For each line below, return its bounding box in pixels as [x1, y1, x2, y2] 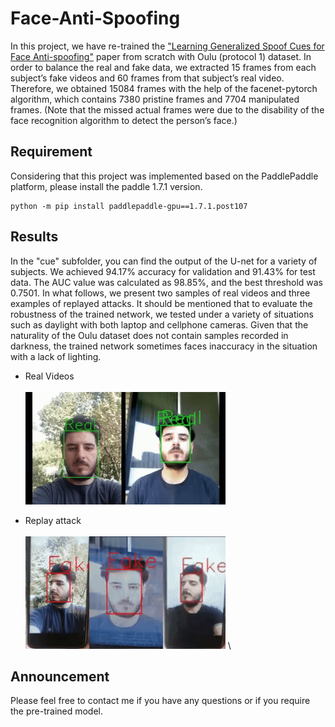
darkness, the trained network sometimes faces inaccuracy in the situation [10, 340, 318, 352]
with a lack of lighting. [10, 350, 102, 362]
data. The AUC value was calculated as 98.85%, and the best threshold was [10, 276, 323, 288]
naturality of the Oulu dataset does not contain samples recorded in [10, 329, 289, 341]
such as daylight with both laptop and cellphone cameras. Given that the [10, 318, 309, 331]
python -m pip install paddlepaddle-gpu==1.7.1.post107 [10, 201, 248, 211]
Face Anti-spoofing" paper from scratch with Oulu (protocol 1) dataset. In [10, 50, 312, 62]
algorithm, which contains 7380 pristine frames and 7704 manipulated [10, 93, 300, 105]
